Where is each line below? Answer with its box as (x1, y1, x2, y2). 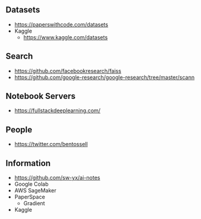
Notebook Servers (5, 91, 76, 101)
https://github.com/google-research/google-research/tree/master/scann (14, 74, 195, 81)
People (5, 124, 32, 135)
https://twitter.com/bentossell (14, 141, 88, 148)
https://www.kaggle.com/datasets (23, 33, 108, 41)
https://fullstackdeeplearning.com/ (14, 107, 100, 114)
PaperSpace (14, 193, 46, 201)
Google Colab (14, 180, 49, 188)
